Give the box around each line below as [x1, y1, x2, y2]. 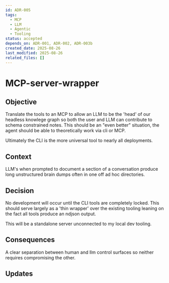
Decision [5, 186, 34, 195]
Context [5, 152, 32, 161]
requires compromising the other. [5, 254, 76, 260]
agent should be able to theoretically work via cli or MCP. [5, 128, 126, 134]
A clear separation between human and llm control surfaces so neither [5, 249, 154, 255]
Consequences [5, 235, 55, 244]
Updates [5, 270, 33, 278]
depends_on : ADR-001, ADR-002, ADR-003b [5, 41, 93, 46]
